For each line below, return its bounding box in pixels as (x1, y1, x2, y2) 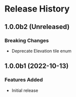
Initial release (11, 87, 38, 93)
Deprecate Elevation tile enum (11, 48, 72, 54)
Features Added (4, 76, 43, 83)
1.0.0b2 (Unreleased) (4, 23, 70, 31)
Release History (4, 3, 70, 14)
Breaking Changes (4, 37, 49, 44)
